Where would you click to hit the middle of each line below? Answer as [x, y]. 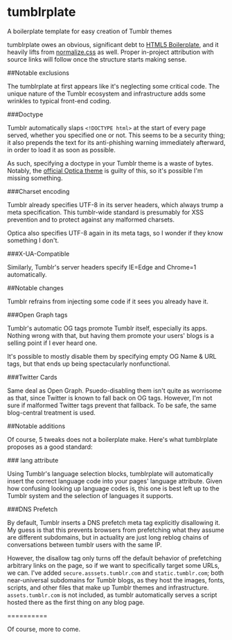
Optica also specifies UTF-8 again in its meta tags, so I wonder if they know [115, 233]
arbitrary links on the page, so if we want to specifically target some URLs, [114, 565]
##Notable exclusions [38, 73]
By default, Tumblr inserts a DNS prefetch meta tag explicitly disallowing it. [114, 522]
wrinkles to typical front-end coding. [59, 100]
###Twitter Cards [32, 377]
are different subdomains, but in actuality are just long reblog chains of [108, 537]
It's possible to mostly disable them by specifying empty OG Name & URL [112, 356]
